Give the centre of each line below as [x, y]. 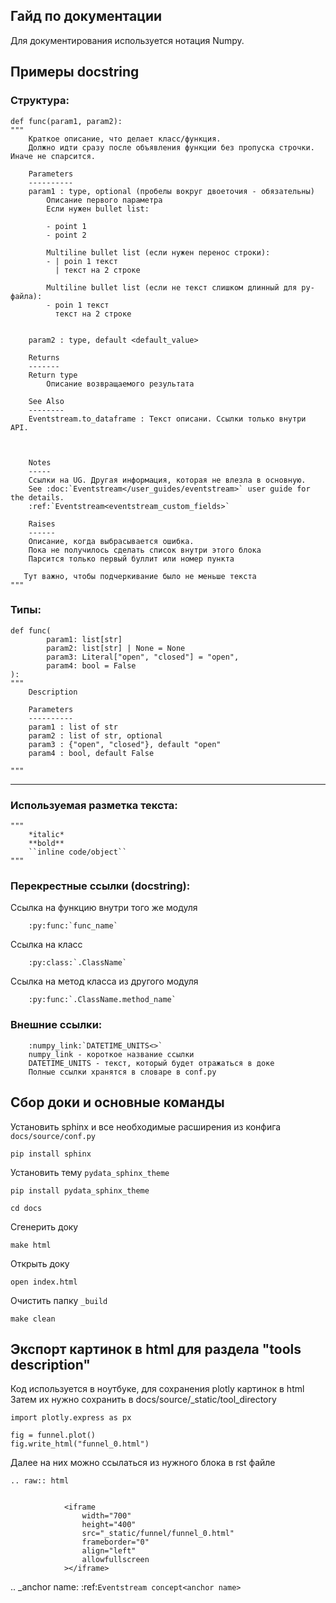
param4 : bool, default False [91, 753]
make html [31, 1245]
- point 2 [66, 235]
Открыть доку [40, 1263]
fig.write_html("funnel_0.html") [80, 1444]
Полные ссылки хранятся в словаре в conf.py [122, 1072]
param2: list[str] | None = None [116, 648]
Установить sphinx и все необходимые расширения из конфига [146, 1126]
